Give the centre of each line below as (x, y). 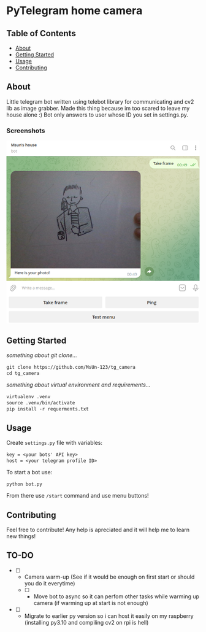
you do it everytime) (50, 583)
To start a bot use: (29, 472)
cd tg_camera (23, 374)
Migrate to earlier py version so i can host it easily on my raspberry (109, 616)
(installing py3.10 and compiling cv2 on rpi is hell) (86, 622)
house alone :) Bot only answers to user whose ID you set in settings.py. (97, 115)
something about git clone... (42, 355)
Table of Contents (41, 33)
